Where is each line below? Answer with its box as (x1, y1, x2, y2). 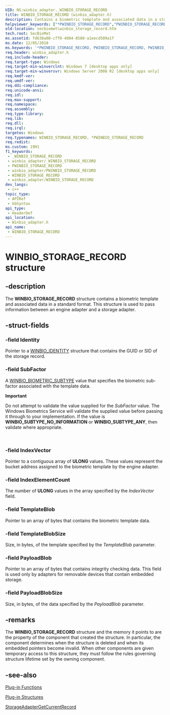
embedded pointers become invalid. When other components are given (5, 645, 154, 652)
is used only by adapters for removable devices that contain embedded (5, 571, 154, 577)
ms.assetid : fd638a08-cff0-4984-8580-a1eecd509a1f (5, 36, 114, 41)
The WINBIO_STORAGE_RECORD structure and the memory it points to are (5, 629, 162, 635)
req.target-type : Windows (5, 59, 60, 64)
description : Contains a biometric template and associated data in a (5, 17, 157, 22)
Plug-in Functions (5, 684, 42, 691)
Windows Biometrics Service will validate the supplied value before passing (5, 408, 163, 414)
